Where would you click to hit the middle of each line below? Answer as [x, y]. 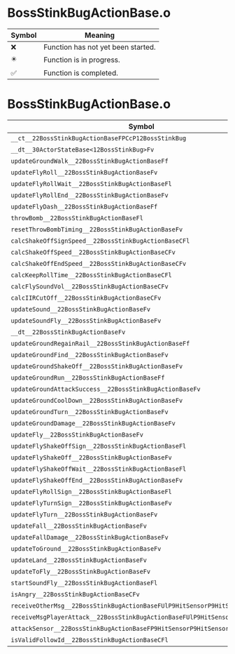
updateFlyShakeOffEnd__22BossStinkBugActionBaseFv [97, 480]
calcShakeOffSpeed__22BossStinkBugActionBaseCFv [93, 252]
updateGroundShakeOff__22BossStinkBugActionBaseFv [97, 366]
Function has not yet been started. [99, 47]
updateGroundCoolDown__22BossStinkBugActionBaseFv [97, 400]
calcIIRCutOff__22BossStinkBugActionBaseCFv [86, 298]
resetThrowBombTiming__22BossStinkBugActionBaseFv [97, 229]
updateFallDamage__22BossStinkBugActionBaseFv [90, 537]
